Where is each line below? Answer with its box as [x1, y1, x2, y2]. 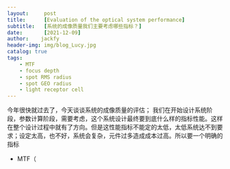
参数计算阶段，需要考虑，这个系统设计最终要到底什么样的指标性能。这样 [18, 114, 223, 123]
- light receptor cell [19, 86, 84, 93]
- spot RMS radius [19, 73, 72, 81]
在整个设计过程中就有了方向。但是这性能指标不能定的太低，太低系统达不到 [7, 123, 217, 131]
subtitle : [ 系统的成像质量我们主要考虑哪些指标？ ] [7, 23, 142, 29]
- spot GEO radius [19, 80, 72, 87]
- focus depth [19, 67, 60, 74]
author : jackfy [7, 36, 60, 42]
